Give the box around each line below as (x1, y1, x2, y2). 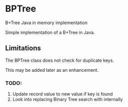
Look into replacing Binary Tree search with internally (12, 96, 123, 102)
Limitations (5, 44, 41, 53)
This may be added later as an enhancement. (5, 67, 99, 73)
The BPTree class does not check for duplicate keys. (5, 57, 114, 63)
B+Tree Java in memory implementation (5, 20, 88, 26)
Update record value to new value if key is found (12, 91, 113, 97)
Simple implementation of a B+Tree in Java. (5, 29, 95, 35)
